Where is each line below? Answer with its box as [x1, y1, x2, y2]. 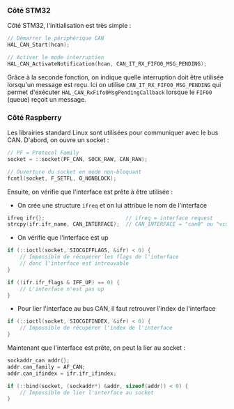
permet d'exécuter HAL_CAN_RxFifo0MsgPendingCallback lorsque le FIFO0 [7, 88, 212, 96]
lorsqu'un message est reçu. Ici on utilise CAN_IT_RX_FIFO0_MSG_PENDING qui [7, 80, 221, 88]
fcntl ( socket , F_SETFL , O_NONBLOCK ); [7, 175, 117, 182]
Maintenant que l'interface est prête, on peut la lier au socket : [7, 344, 186, 352]
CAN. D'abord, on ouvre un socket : [7, 136, 109, 144]
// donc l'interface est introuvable [19, 260, 130, 267]
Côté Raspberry [7, 112, 62, 122]
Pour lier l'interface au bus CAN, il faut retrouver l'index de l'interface [17, 304, 216, 313]
